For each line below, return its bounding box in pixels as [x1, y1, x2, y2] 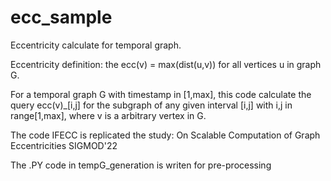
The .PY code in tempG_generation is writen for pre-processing [10, 159, 272, 171]
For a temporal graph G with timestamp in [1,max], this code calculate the [10, 88, 312, 100]
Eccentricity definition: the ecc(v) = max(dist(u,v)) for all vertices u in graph [10, 58, 322, 70]
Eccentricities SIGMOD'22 [10, 139, 118, 151]
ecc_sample [10, 6, 113, 29]
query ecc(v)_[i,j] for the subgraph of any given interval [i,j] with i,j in [10, 99, 293, 111]
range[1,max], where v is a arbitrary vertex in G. [10, 109, 207, 121]
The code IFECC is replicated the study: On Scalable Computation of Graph [10, 129, 321, 141]
